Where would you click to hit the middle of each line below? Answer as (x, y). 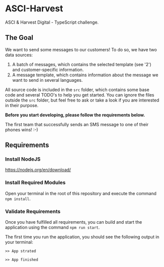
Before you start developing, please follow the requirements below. (75, 115)
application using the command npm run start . (52, 228)
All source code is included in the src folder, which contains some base (77, 90)
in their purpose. (22, 105)
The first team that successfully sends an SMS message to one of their (77, 124)
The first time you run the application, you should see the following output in (82, 237)
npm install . (18, 199)
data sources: (19, 55)
